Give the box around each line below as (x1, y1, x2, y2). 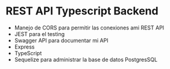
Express (14, 43, 35, 50)
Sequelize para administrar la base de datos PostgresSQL (14, 56, 158, 63)
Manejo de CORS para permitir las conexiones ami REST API (14, 24, 165, 31)
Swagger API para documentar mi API (14, 37, 109, 44)
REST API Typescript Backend (5, 4, 159, 18)
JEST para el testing (14, 30, 65, 37)
